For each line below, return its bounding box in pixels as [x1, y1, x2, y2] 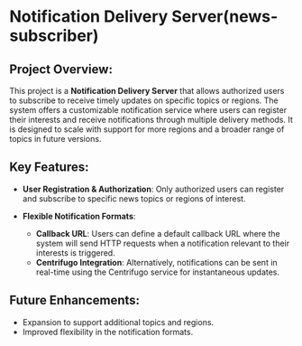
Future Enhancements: [9, 293, 141, 308]
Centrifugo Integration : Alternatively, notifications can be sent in [35, 257, 278, 267]
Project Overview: [9, 61, 113, 77]
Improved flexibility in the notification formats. [22, 326, 194, 337]
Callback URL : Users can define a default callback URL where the [35, 228, 281, 238]
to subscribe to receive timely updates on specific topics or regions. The [9, 95, 279, 106]
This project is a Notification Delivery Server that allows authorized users [9, 86, 285, 96]
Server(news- [170, 6, 279, 27]
